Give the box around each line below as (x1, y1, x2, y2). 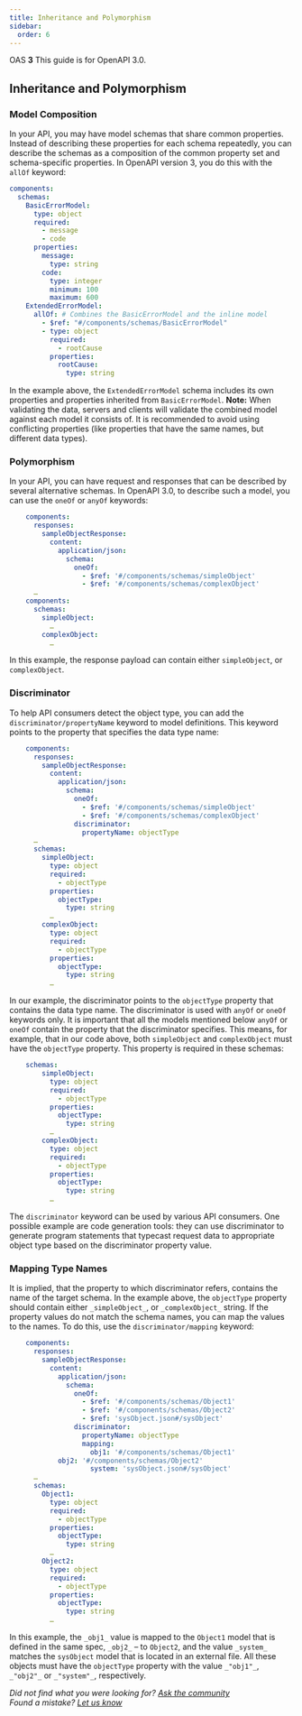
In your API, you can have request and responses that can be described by (9, 475, 287, 487)
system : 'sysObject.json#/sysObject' (89, 1464, 232, 1473)
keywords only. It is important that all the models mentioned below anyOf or (9, 1014, 288, 1025)
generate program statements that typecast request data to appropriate (9, 1231, 275, 1241)
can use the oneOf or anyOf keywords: (9, 495, 149, 506)
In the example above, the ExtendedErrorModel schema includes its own (9, 385, 274, 396)
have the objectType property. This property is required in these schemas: (9, 1043, 284, 1054)
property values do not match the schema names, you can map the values (9, 1312, 286, 1323)
